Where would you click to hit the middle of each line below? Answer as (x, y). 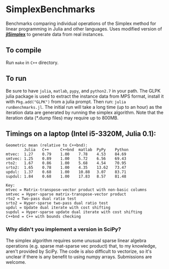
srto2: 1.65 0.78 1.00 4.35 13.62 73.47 (66, 168)
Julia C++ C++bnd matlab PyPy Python (76, 150)
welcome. (16, 262)
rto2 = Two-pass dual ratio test (41, 199)
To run (16, 79)
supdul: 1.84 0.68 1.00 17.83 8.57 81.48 (66, 176)
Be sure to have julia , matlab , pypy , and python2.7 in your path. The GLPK (83, 91)
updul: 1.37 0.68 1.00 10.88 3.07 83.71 (66, 172)
